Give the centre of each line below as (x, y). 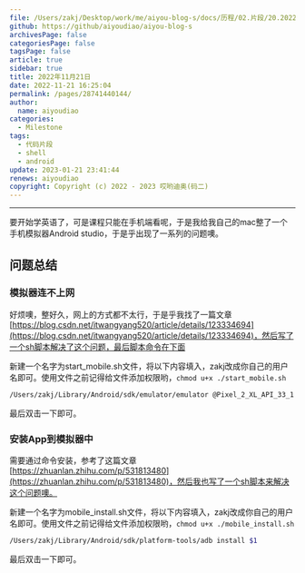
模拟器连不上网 (42, 293)
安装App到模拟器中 (51, 439)
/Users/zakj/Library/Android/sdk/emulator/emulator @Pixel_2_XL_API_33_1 (152, 395)
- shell (32, 153)
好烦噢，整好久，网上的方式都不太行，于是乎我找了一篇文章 (121, 314)
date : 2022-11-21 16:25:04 (60, 85)
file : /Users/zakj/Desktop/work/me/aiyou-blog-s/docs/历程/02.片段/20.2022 (153, 18)
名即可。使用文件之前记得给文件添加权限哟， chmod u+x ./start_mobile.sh (148, 377)
